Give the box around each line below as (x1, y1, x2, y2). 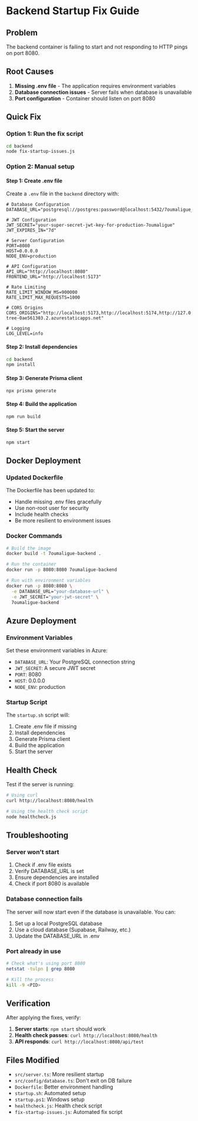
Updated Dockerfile (6, 473, 64, 482)
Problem (6, 28, 38, 38)
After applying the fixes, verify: (6, 1014, 81, 1021)
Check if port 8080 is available (14, 880, 90, 887)
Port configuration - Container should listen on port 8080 (14, 94, 156, 102)
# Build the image (6, 545, 51, 551)
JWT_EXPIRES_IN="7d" (6, 227, 57, 234)
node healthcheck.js (6, 813, 57, 820)
